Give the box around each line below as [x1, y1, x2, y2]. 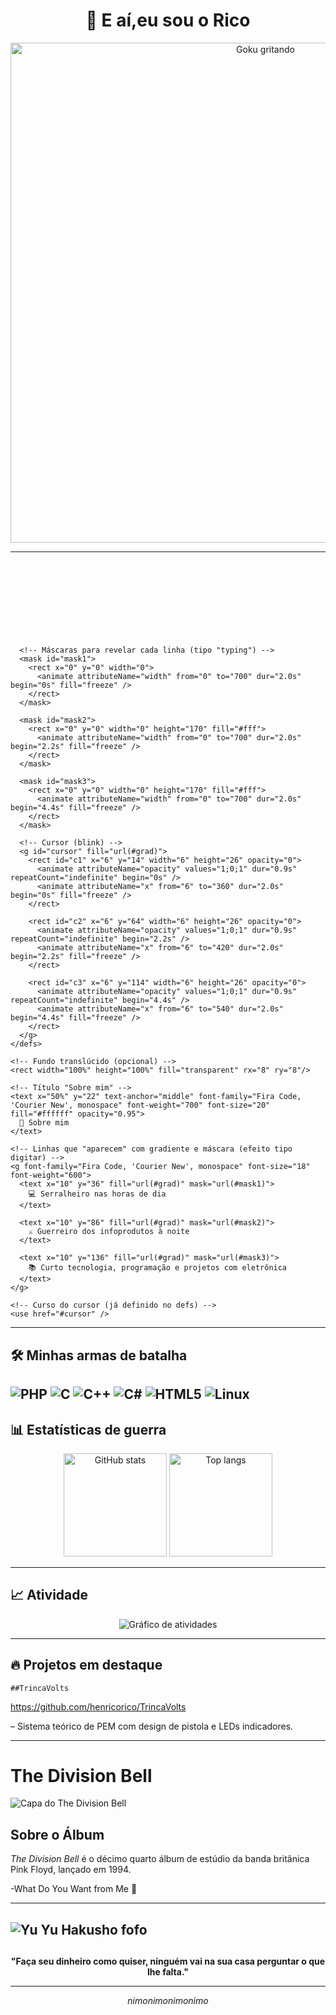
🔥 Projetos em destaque [10, 1657, 163, 1674]
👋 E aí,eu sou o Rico [85, 9, 251, 32]
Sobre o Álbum [10, 1826, 105, 1843]
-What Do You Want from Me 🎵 [10, 1883, 138, 1895]
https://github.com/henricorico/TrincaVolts [10, 1700, 187, 1713]
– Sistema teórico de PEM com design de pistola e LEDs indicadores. [10, 1720, 294, 1732]
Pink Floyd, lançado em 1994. [10, 1864, 132, 1876]
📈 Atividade [10, 1587, 89, 1604]
